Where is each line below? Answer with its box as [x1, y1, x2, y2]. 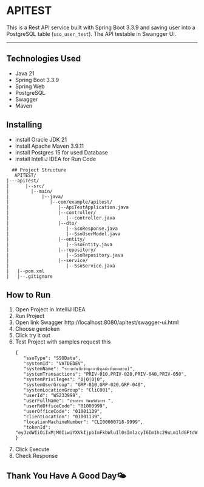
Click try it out [15, 332, 50, 339]
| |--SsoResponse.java [6, 226, 118, 232]
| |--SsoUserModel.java [6, 230, 121, 237]
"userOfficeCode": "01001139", [23, 409, 103, 415]
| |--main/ [6, 188, 53, 195]
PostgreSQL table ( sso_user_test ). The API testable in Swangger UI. [6, 30, 177, 37]
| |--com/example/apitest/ [6, 199, 113, 205]
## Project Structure [12, 167, 67, 173]
